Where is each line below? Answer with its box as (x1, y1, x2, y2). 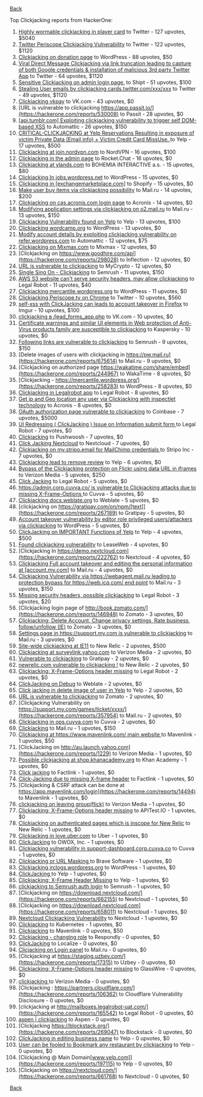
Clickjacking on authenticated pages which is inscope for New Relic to (18, 819, 191, 826)
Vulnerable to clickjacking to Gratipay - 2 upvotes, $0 (18, 655, 149, 662)
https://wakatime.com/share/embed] (100, 363, 191, 371)
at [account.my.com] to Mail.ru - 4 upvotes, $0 (18, 566, 133, 573)
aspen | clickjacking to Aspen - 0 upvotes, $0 (18, 1016, 130, 1023)
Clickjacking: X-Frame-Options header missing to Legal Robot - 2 (18, 667, 179, 675)
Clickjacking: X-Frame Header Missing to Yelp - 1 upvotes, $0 (18, 877, 169, 884)
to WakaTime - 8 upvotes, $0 (119, 370, 191, 377)
